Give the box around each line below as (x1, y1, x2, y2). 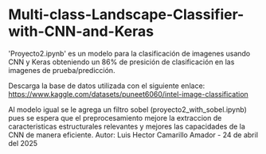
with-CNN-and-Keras (8, 22, 154, 40)
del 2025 (8, 138, 38, 148)
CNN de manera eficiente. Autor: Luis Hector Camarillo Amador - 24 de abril (8, 129, 259, 140)
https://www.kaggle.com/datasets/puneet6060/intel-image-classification (8, 89, 248, 98)
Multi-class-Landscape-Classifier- (8, 6, 244, 24)
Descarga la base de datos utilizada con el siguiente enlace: (8, 81, 205, 90)
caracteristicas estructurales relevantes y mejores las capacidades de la (8, 121, 245, 131)
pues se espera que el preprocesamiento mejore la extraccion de (8, 113, 222, 122)
